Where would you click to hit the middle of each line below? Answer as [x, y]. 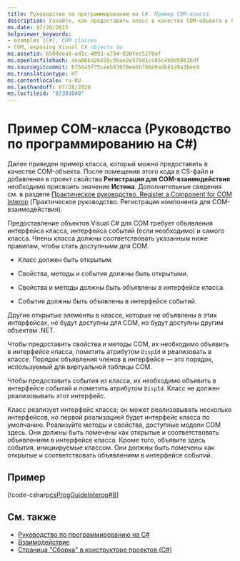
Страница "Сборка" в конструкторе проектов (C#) [95, 550]
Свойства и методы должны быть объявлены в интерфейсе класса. [121, 288]
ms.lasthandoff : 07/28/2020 [49, 87]
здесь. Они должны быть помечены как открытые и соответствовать [113, 433]
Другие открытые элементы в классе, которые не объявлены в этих [112, 315]
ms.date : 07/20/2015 [38, 27]
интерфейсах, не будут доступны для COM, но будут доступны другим [115, 323]
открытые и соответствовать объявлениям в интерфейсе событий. [110, 455]
